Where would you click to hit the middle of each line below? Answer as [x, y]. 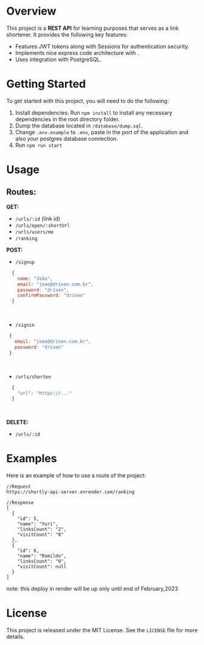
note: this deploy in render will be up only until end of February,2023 [92, 589]
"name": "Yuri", [38, 524]
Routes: [21, 192]
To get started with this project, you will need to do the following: [88, 101]
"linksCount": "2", [42, 529]
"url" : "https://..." [44, 393]
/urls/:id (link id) [38, 218]
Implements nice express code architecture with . [77, 52]
